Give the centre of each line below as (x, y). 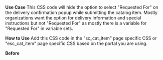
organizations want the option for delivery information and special (73, 18)
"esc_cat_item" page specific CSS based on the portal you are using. (76, 43)
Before (13, 53)
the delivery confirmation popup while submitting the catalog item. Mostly (81, 12)
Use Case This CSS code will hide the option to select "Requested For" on (82, 7)
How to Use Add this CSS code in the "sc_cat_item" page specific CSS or (81, 38)
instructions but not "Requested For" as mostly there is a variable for (76, 23)
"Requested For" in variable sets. (39, 28)
